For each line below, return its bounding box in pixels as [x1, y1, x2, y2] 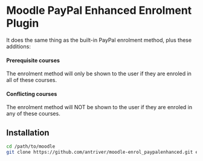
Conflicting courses [6, 90, 57, 97]
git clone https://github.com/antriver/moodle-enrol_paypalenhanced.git [6, 149, 193, 156]
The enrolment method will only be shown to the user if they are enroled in [6, 70, 192, 77]
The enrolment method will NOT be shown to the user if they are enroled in [6, 104, 193, 111]
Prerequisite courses [6, 57, 60, 64]
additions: [6, 43, 31, 50]
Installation [6, 127, 50, 137]
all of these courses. [6, 77, 57, 84]
